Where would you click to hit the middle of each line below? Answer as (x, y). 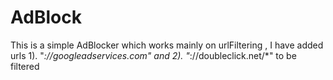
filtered (25, 66)
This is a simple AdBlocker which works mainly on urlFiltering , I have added (167, 45)
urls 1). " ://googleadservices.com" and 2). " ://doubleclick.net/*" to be (153, 55)
